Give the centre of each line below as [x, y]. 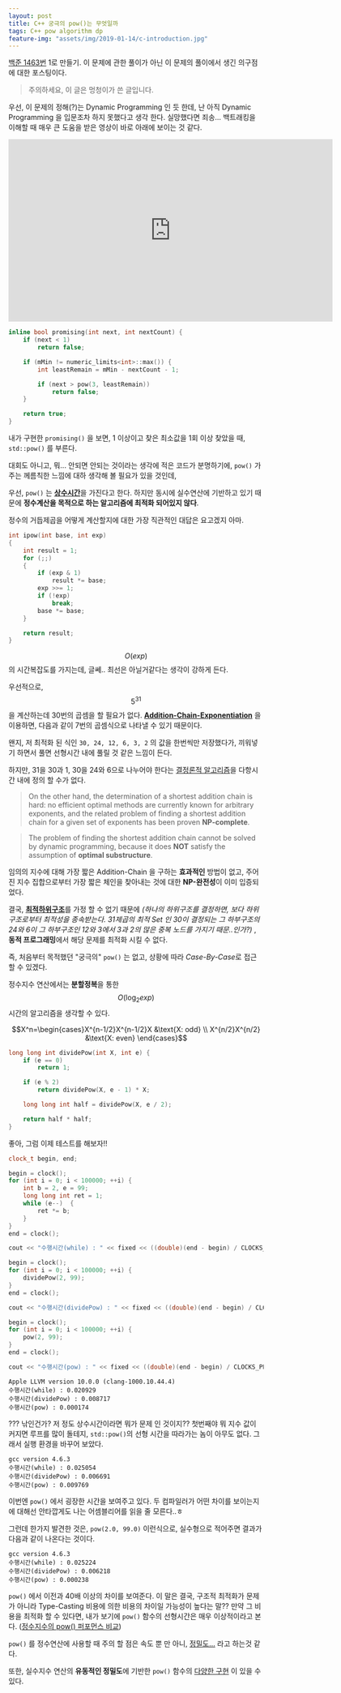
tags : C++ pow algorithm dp [56, 31]
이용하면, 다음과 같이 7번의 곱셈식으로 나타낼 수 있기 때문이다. [105, 725]
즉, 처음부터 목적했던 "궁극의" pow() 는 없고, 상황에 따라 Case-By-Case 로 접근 [133, 957]
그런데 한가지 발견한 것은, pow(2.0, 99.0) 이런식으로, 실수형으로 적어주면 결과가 [135, 1528]
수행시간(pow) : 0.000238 [49, 1579]
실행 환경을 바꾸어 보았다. [63, 1443]
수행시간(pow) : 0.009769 [49, 1485]
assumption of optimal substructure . [90, 855]
